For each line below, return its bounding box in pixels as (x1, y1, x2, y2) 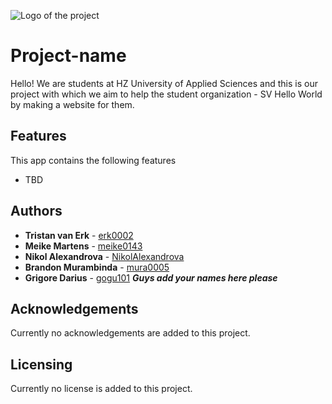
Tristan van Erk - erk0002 (24, 229, 134, 241)
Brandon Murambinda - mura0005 (24, 261, 170, 273)
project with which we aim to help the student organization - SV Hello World (10, 88, 323, 100)
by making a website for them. (10, 98, 135, 110)
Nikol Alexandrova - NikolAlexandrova (24, 250, 185, 262)
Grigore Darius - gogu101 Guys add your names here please (24, 271, 278, 284)
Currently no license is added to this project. (10, 383, 193, 395)
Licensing (10, 356, 73, 373)
